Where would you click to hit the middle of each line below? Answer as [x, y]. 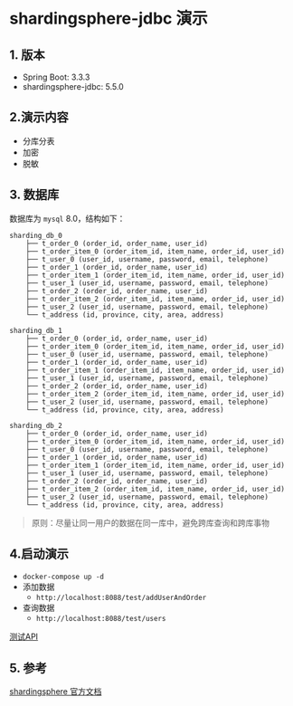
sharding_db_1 [36, 330]
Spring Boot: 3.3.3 [56, 77]
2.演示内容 [39, 117]
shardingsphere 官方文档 [56, 692]
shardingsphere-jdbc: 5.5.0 [73, 86]
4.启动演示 [39, 554]
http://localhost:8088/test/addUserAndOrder [121, 598]
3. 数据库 [34, 195]
